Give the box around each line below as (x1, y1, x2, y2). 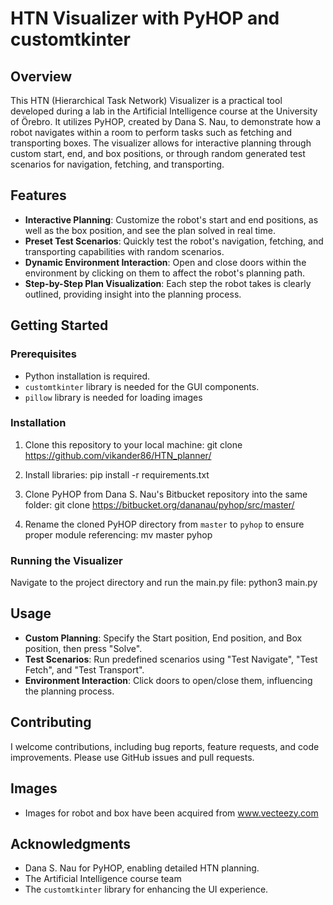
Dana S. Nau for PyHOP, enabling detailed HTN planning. (24, 862, 260, 874)
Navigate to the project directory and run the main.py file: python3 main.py (10, 577, 318, 589)
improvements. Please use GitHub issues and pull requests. (10, 751, 255, 763)
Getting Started (10, 317, 109, 334)
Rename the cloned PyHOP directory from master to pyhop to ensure (24, 518, 305, 530)
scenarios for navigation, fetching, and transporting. (10, 158, 225, 170)
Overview (10, 68, 73, 85)
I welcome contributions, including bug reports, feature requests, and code (10, 740, 320, 752)
